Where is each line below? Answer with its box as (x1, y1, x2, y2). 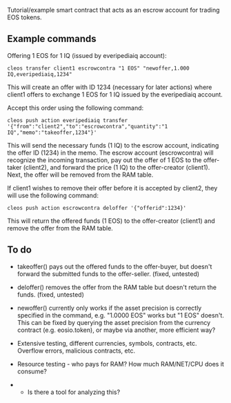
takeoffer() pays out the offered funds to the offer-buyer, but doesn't (17, 262, 212, 271)
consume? (17, 367, 47, 375)
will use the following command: (7, 191, 99, 199)
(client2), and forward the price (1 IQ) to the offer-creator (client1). (23, 163, 210, 171)
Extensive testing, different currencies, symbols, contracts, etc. (17, 339, 197, 347)
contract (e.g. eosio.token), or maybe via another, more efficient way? (17, 326, 216, 334)
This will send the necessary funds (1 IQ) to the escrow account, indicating (7, 141, 219, 149)
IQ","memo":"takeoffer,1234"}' (7, 129, 97, 136)
